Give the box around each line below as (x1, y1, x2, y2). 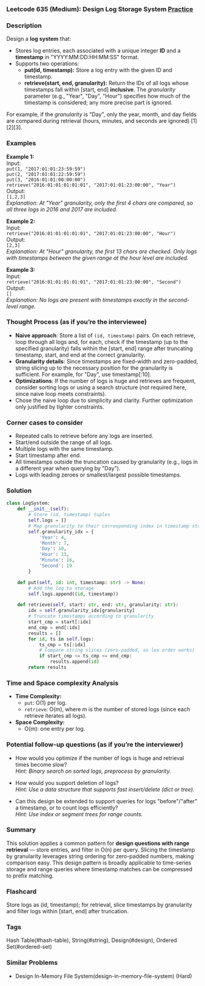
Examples (6, 139, 37, 148)
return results (28, 665, 67, 671)
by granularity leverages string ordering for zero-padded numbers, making (6, 852, 194, 860)
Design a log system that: (6, 35, 71, 43)
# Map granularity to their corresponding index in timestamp (28, 523, 190, 529)
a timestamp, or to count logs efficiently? (15, 804, 118, 811)
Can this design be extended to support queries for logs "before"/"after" (15, 797, 198, 805)
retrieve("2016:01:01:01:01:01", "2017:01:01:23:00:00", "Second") (6, 279, 182, 285)
